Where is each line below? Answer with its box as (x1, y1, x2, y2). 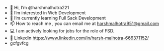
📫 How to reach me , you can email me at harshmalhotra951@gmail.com (9, 21, 159, 26)
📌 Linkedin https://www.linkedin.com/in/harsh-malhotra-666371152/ (9, 35, 149, 41)
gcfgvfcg (9, 40, 29, 46)
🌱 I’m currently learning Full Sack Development (9, 15, 106, 21)
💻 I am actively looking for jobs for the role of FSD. (9, 28, 115, 34)
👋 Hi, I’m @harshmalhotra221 (9, 5, 70, 10)
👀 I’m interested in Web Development (9, 10, 86, 16)
